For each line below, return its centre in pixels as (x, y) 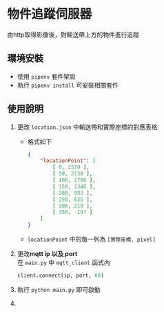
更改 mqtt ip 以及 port (47, 254)
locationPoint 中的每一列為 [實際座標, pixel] (92, 240)
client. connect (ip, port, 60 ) (61, 276)
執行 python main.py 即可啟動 (59, 289)
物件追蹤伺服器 (50, 14)
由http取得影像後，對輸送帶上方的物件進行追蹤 (73, 35)
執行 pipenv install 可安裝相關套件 (68, 85)
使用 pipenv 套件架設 (46, 76)
